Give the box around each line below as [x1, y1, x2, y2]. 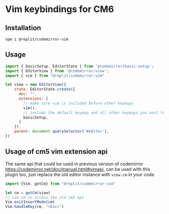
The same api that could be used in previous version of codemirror [5, 161, 143, 167]
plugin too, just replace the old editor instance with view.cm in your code [5, 171, 154, 177]
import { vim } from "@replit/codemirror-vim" [5, 73, 105, 78]
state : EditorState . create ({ [14, 87, 75, 92]
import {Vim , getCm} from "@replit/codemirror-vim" [5, 181, 116, 186]
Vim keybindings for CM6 [5, 4, 114, 15]
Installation [5, 24, 41, 32]
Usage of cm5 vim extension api [5, 147, 108, 156]
